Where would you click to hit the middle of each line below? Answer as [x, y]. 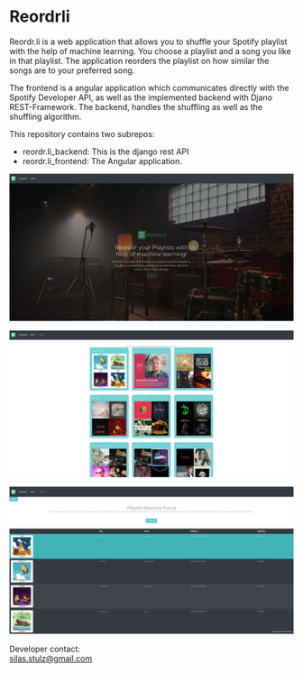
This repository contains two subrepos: [82, 134]
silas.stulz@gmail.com [51, 659]
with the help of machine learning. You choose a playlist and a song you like [150, 51]
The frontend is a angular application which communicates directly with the [149, 88]
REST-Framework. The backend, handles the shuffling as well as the [136, 106]
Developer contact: [45, 649]
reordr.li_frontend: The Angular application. [102, 161]
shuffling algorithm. [46, 116]
